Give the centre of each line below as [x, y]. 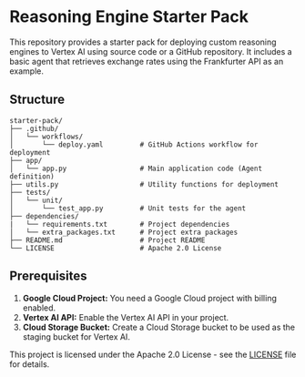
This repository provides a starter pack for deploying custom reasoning [143, 42]
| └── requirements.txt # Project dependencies [120, 224]
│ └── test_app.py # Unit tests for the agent [128, 208]
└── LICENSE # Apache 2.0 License [116, 248]
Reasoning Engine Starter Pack [129, 17]
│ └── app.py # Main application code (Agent [136, 168]
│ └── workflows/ [46, 137]
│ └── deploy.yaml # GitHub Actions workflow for [134, 144]
